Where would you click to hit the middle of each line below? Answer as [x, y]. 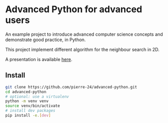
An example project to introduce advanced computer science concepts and [84, 34]
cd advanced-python [26, 92]
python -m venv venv [27, 101]
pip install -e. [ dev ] [28, 115]
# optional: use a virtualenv [37, 97]
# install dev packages [30, 111]
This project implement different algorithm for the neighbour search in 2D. [82, 49]
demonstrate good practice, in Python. [46, 40]
